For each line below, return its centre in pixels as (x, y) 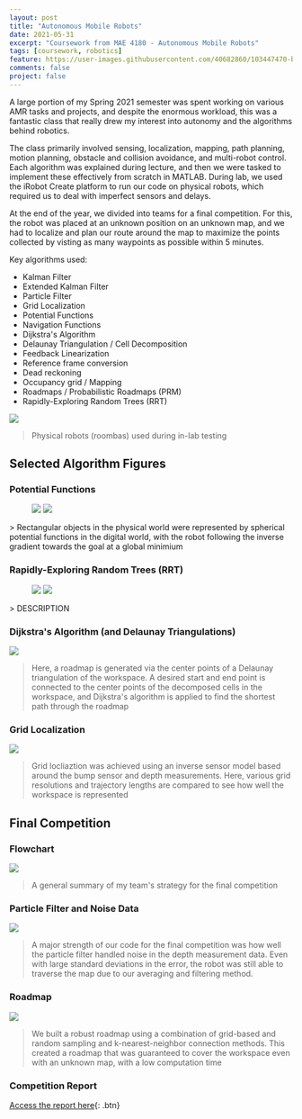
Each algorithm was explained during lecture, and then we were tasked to (145, 167)
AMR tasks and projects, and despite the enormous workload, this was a (143, 111)
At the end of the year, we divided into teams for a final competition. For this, (151, 213)
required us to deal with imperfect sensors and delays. (110, 195)
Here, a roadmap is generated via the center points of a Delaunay (152, 668)
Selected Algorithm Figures (88, 464)
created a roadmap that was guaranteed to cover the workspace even (160, 1052)
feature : (26, 59)
